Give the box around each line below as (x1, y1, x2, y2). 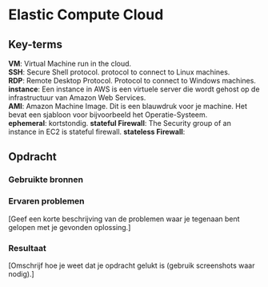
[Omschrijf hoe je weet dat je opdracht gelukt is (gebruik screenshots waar (8, 261, 255, 270)
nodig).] (8, 269, 34, 278)
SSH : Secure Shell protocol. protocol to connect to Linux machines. (8, 67, 230, 77)
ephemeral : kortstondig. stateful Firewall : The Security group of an (8, 119, 232, 127)
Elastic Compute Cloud (8, 6, 164, 24)
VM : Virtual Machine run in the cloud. (8, 59, 132, 68)
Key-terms (8, 38, 62, 51)
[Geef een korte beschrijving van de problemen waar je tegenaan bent (8, 214, 240, 224)
